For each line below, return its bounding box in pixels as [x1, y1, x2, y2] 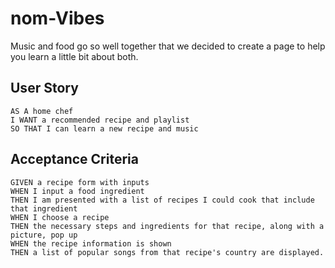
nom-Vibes [10, 7, 105, 30]
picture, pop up [10, 230, 78, 240]
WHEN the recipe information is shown [10, 238, 172, 249]
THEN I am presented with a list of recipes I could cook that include [10, 195, 315, 205]
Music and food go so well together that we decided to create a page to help [10, 40, 326, 52]
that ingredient [10, 203, 78, 214]
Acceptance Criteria [10, 151, 139, 168]
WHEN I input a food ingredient [10, 186, 145, 196]
